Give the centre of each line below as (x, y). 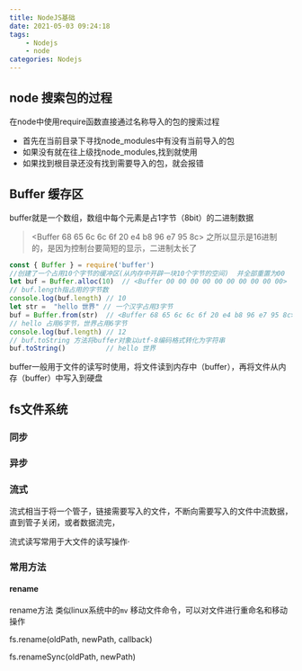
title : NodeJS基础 (42, 18)
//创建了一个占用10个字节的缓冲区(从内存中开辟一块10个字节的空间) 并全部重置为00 (147, 273)
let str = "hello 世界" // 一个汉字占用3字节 (91, 307)
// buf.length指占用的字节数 (59, 290)
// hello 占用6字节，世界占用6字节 (68, 323)
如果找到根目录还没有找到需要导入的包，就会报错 (113, 163)
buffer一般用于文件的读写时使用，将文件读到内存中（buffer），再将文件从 (144, 367)
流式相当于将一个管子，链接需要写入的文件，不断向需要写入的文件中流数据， (151, 511)
